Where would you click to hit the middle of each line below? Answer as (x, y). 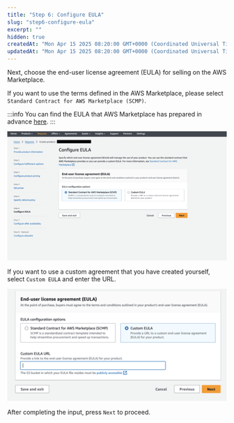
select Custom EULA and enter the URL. (62, 279)
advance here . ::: (31, 121)
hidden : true (26, 37)
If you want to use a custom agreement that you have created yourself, (109, 272)
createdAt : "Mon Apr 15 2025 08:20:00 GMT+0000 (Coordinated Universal (113, 44)
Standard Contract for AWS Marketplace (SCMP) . (77, 101)
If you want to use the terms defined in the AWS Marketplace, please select (116, 93)
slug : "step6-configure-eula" (51, 22)
